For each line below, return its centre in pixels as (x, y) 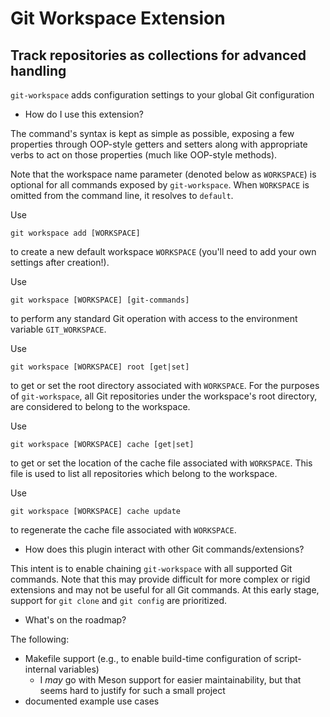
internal (40, 669)
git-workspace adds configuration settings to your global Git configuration (162, 95)
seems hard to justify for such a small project (132, 690)
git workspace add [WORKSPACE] (75, 233)
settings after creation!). (60, 262)
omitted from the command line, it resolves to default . (122, 195)
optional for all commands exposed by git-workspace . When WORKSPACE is (160, 185)
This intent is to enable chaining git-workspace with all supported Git (151, 568)
